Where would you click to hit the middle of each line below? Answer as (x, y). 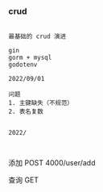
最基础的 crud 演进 (37, 37)
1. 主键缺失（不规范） (41, 103)
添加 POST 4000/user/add (52, 163)
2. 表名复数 (26, 112)
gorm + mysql (30, 58)
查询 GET (23, 180)
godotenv (23, 65)
